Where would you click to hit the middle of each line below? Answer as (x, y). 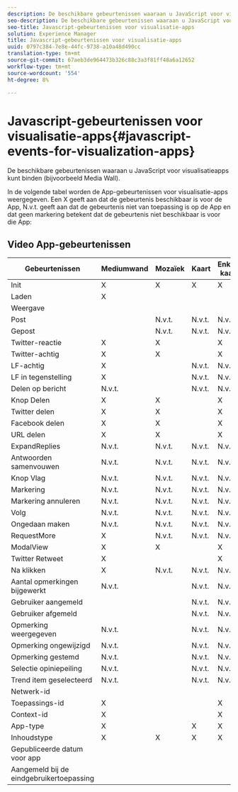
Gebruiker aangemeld (47, 602)
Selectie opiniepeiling (47, 669)
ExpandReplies (36, 446)
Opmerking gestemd (45, 657)
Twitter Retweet (37, 559)
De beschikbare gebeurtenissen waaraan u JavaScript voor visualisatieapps (118, 171)
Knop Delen (30, 400)
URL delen (28, 435)
